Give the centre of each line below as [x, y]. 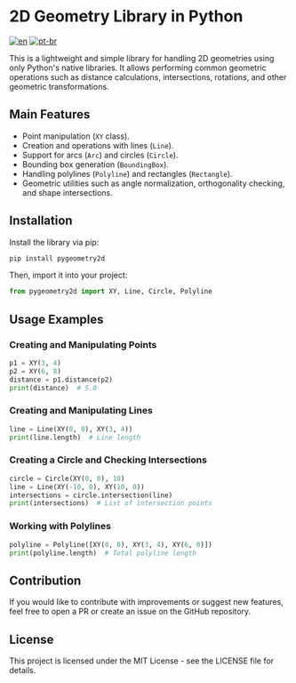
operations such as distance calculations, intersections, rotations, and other [148, 76]
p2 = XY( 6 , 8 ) [36, 371]
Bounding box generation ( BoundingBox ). [95, 164]
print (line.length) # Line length [75, 438]
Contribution [45, 580]
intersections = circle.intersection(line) [91, 495]
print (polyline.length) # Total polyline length [103, 553]
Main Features [50, 114]
